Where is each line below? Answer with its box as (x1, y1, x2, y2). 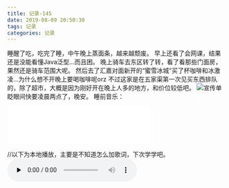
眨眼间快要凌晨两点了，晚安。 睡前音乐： (7, 93, 125, 101)
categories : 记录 (7, 29, 55, 37)
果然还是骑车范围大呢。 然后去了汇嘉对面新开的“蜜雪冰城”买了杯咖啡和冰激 (7, 66, 221, 75)
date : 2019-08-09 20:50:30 (7, 17, 85, 23)
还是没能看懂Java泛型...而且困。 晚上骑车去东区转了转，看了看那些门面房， (7, 58, 222, 66)
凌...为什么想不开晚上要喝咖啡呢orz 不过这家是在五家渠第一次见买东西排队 (7, 75, 218, 84)
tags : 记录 (7, 23, 37, 30)
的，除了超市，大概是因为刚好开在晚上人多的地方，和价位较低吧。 (7, 84, 195, 92)
